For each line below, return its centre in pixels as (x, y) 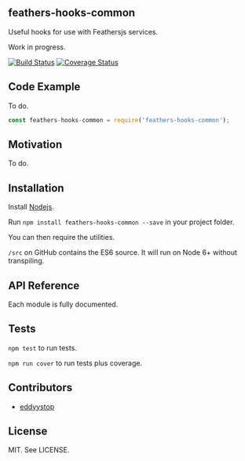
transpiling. (26, 261)
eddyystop (37, 406)
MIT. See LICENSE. (39, 450)
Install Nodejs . (31, 207)
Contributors (40, 388)
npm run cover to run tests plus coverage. (75, 363)
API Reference (44, 285)
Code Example (44, 87)
